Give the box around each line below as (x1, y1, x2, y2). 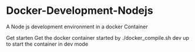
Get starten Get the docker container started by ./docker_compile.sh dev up (6, 34, 190, 41)
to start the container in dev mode (6, 40, 89, 47)
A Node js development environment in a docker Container (6, 23, 148, 30)
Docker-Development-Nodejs (6, 4, 154, 17)
